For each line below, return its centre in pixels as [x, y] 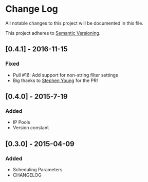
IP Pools [21, 122]
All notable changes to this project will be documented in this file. [75, 23]
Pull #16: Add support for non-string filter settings [65, 75]
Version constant [31, 128]
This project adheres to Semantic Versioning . [53, 33]
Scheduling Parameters [38, 169]
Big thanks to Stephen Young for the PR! [55, 80]
